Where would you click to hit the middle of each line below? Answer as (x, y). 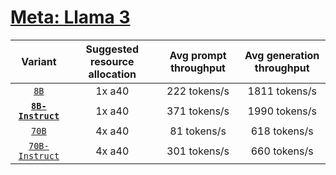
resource (112, 61)
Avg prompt (198, 55)
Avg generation (282, 55)
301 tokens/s (198, 151)
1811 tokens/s (282, 91)
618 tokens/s (282, 131)
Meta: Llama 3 (70, 17)
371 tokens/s (198, 111)
